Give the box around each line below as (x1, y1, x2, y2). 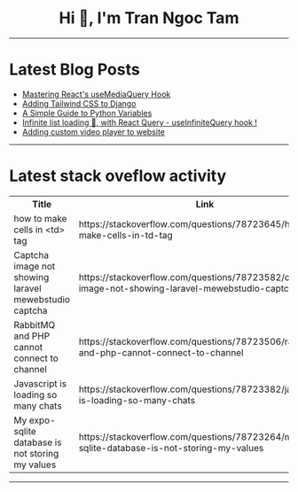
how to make (13, 212, 67, 224)
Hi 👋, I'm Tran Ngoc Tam (59, 8, 239, 28)
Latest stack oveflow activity (9, 166, 227, 186)
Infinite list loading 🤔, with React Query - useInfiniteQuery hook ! (21, 117, 257, 128)
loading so (13, 388, 58, 401)
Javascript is (13, 377, 67, 389)
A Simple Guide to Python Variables (21, 107, 153, 118)
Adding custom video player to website (21, 126, 166, 137)
